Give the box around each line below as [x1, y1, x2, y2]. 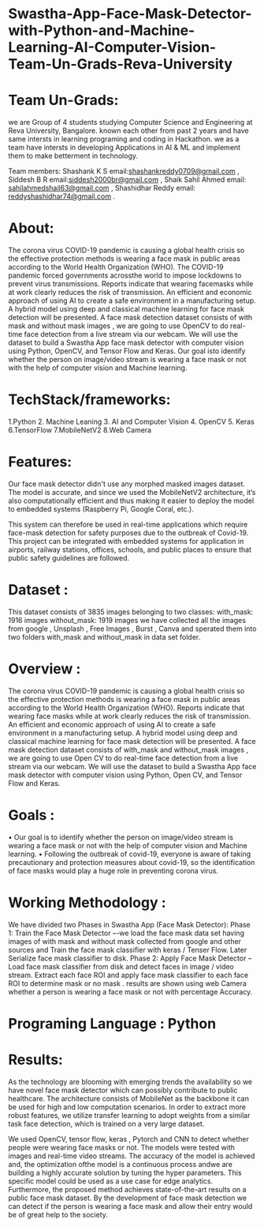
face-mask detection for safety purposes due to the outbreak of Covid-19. [8, 527, 249, 538]
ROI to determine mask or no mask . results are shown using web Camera [8, 978, 247, 988]
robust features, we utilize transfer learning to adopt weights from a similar [8, 1110, 251, 1119]
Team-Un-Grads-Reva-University [8, 55, 233, 74]
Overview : [8, 660, 81, 678]
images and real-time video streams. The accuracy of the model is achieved [8, 1151, 255, 1161]
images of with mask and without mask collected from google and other [8, 936, 242, 946]
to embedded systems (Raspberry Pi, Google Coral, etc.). [8, 504, 195, 514]
